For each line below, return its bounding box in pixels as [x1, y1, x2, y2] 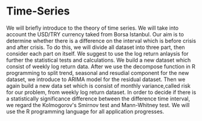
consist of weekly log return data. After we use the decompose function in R [6, 62, 196, 70]
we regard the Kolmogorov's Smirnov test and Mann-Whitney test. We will [6, 101, 190, 108]
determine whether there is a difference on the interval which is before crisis [6, 37, 197, 44]
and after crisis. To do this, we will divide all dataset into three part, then [6, 44, 185, 51]
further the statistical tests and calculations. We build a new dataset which [6, 56, 191, 64]
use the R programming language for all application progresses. [6, 108, 165, 115]
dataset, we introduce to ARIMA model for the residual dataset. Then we [6, 76, 186, 83]
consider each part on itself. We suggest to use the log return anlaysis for [6, 50, 189, 57]
